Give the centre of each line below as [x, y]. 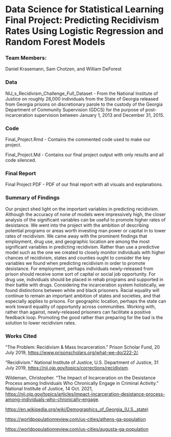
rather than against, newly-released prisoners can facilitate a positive [78, 312]
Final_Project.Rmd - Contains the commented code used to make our [78, 139]
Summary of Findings [32, 198]
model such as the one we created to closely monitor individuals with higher [85, 252]
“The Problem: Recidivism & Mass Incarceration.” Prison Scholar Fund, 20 [83, 347]
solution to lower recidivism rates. [41, 323]
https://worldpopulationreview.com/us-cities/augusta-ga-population [77, 429]
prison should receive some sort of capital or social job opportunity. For [80, 274]
